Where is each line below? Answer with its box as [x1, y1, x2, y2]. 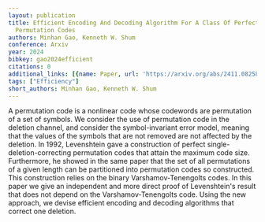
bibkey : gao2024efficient [8, 56, 93, 64]
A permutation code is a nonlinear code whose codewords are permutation [8, 106, 252, 116]
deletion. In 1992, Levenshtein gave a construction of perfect [8, 139, 206, 150]
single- [207, 139, 230, 150]
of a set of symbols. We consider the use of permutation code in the [8, 115, 230, 124]
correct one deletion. [8, 206, 77, 216]
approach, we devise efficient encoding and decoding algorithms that [8, 198, 234, 208]
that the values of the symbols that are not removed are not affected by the [8, 131, 252, 141]
